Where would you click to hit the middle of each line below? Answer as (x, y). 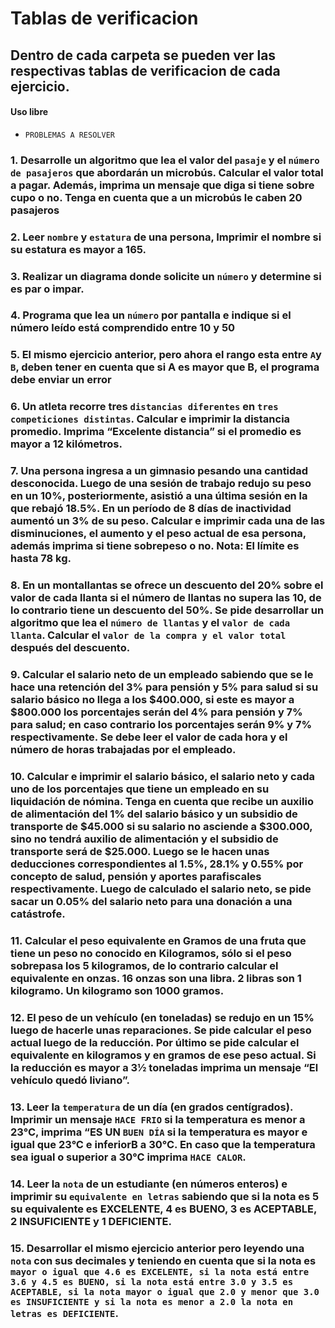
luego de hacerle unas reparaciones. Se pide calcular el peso (161, 1030)
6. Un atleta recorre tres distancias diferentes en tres (144, 407)
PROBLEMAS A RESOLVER (69, 135)
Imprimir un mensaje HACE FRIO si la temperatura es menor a (158, 1119)
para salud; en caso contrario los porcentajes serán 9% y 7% (161, 725)
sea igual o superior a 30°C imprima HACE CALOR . (128, 1157)
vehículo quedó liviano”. (70, 1080)
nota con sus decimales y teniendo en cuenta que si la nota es (163, 1260)
